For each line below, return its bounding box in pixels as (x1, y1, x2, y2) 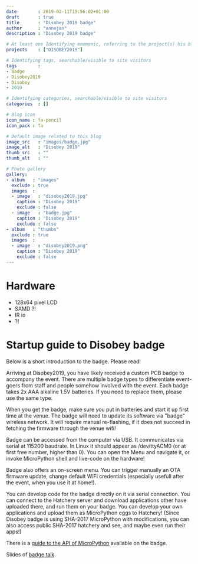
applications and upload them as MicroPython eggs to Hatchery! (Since (6, 509, 180, 516)
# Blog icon (6, 112, 35, 118)
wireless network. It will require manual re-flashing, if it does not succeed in (6, 418, 190, 425)
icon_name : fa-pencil (6, 117, 62, 123)
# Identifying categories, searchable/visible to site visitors (6, 96, 167, 102)
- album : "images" (6, 177, 60, 183)
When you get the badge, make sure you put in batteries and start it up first (6, 406, 189, 413)
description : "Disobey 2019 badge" (6, 31, 96, 37)
